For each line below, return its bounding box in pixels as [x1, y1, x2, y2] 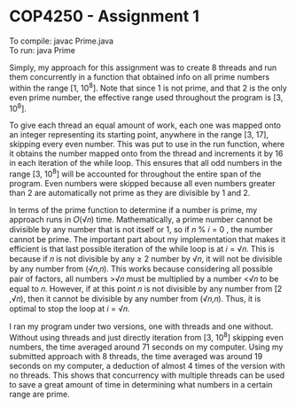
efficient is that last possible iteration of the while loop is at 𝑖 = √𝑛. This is [9, 243, 275, 254]
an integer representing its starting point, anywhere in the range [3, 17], [9, 129, 269, 140]
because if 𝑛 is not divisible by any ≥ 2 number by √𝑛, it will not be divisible [9, 253, 283, 263]
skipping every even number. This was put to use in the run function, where [9, 139, 285, 150]
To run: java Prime [9, 44, 75, 55]
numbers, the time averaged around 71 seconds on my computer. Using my [9, 341, 284, 352]
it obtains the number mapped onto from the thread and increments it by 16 [9, 148, 284, 159]
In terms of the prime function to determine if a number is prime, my [9, 204, 258, 215]
